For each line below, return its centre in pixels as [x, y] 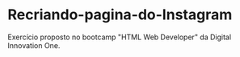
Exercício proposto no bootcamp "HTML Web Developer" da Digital [120, 37]
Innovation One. [34, 45]
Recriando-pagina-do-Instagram [120, 15]
